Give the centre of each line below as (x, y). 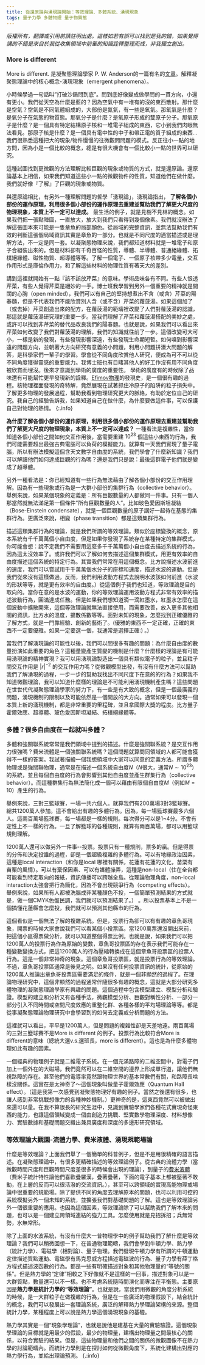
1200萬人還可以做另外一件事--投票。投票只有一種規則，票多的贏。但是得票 (100, 847)
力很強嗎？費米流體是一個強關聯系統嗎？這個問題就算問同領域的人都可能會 (99, 752)
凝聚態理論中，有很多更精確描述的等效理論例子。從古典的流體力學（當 (110, 1162)
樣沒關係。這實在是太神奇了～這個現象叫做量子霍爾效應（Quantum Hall (95, 1084)
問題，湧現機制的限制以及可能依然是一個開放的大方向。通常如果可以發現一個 (102, 697)
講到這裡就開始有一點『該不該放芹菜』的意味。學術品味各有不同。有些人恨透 (102, 278)
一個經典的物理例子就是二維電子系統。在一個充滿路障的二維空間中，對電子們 (102, 1061)
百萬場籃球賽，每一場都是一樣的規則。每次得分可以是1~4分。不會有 (112, 818)
